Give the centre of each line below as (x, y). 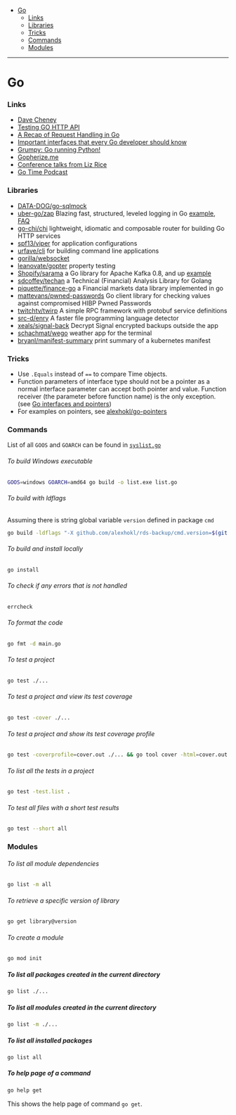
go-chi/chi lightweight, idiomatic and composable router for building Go (121, 228)
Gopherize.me (38, 157)
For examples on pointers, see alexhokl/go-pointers (92, 412)
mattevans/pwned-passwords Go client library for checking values (114, 296)
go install (23, 569)
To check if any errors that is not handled (67, 586)
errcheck (20, 607)
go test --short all (38, 829)
